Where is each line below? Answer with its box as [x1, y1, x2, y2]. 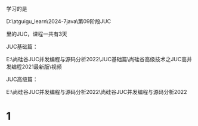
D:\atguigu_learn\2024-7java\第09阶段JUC [6, 18, 112, 25]
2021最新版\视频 [21, 63, 62, 70]
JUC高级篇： [6, 76, 38, 83]
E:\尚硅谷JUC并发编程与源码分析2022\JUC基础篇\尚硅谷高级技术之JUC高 [6, 56, 187, 62]
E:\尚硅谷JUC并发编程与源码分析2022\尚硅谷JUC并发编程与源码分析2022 [6, 89, 187, 95]
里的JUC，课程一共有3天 [6, 30, 67, 37]
